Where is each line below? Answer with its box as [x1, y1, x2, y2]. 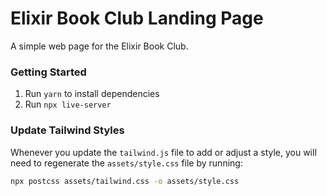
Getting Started [10, 65, 87, 79]
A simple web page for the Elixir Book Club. [10, 40, 189, 52]
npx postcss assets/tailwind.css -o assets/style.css [10, 176, 240, 186]
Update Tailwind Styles [10, 123, 125, 137]
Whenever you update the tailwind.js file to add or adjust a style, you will [10, 146, 317, 158]
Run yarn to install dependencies [24, 88, 160, 100]
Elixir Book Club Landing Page [10, 7, 264, 30]
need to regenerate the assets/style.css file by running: [10, 157, 243, 169]
